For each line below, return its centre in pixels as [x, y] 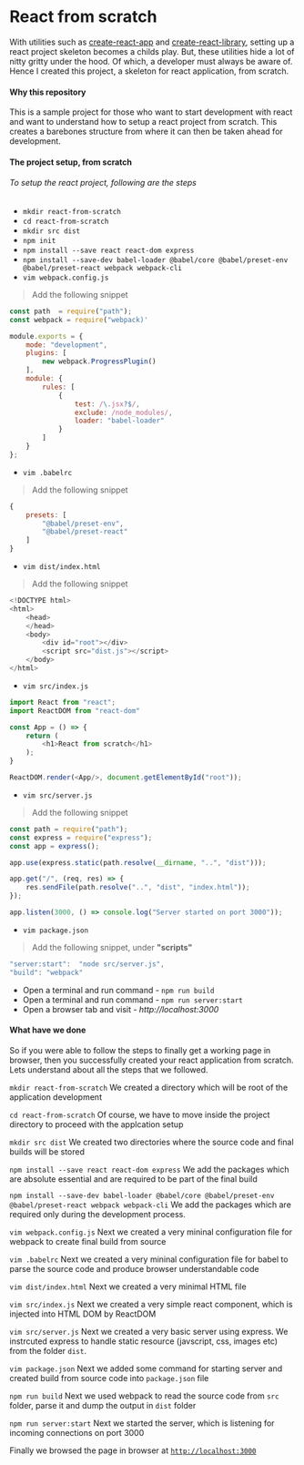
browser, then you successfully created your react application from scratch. [152, 1060]
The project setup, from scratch [71, 162]
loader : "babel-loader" [120, 421]
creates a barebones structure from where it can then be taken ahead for [147, 132]
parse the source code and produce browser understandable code [134, 1268]
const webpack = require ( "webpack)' [79, 320]
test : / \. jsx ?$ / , [107, 404]
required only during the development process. [98, 1214]
